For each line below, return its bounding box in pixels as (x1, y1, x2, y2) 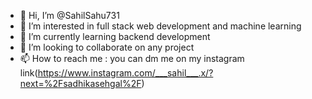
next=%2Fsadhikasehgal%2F (19, 78, 142, 89)
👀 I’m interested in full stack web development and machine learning (19, 20, 302, 32)
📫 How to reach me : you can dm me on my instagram (19, 53, 245, 64)
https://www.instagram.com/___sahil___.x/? (37, 67, 214, 79)
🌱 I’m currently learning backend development (19, 31, 211, 42)
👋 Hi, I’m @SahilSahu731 (19, 10, 120, 21)
